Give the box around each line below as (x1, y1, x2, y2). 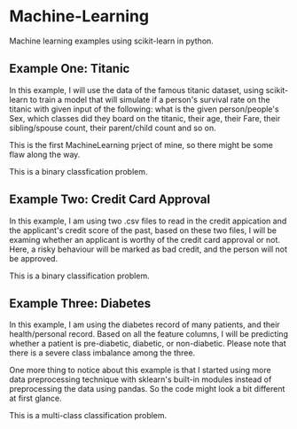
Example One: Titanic (9, 61, 130, 76)
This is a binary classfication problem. (9, 166, 148, 176)
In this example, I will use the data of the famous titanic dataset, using (9, 84, 264, 95)
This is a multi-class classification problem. (9, 410, 168, 421)
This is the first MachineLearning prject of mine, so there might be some (9, 139, 273, 150)
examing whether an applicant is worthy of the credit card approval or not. (9, 234, 281, 245)
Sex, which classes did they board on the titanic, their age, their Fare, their (9, 113, 281, 123)
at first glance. (9, 393, 62, 404)
